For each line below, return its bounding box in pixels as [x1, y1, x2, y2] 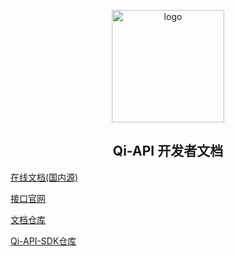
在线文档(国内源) [10, 171, 79, 183]
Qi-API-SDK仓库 [10, 235, 77, 247]
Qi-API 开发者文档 [112, 143, 224, 160]
